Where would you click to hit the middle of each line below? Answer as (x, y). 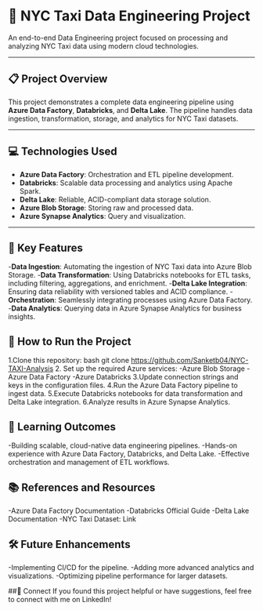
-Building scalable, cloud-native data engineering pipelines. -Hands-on (122, 445)
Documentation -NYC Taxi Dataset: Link (72, 519)
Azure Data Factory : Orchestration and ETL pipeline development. (126, 174)
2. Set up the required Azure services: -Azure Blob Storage (150, 369)
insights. (22, 317)
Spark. (30, 191)
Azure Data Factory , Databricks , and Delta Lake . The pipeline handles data (130, 110)
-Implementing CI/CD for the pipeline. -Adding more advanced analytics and (131, 567)
